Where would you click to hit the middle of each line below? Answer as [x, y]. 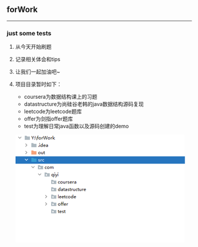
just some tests [29, 33]
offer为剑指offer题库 [48, 119]
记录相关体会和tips [38, 59]
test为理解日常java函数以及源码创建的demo [76, 126]
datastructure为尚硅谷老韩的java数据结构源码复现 [84, 104]
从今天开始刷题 [33, 47]
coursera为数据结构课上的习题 [61, 97]
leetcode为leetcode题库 [53, 112]
